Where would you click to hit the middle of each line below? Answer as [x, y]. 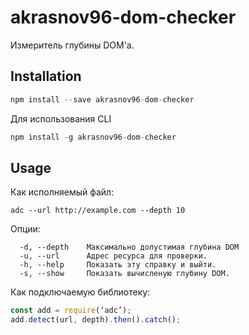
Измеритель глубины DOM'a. [72, 45]
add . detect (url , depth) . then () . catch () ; [96, 320]
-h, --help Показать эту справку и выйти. [118, 265]
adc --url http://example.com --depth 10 [98, 211]
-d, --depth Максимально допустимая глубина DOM [129, 247]
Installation [46, 76]
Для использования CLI [61, 118]
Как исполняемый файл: [62, 192]
